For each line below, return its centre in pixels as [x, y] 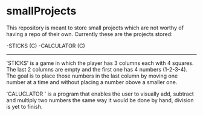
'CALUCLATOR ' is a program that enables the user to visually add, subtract [100, 94]
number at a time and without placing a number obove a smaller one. [92, 82]
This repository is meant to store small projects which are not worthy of [95, 28]
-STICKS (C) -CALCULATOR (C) [46, 46]
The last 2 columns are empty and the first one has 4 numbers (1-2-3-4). [97, 69]
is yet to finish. [24, 106]
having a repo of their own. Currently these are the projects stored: [90, 34]
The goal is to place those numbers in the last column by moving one [92, 76]
